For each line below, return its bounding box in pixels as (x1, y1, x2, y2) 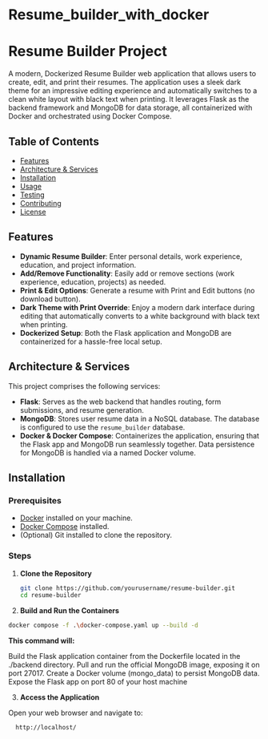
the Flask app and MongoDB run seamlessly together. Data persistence (19, 439, 255, 449)
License (19, 207, 46, 216)
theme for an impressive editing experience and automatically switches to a (8, 86, 258, 95)
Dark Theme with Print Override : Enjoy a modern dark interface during (19, 302, 255, 312)
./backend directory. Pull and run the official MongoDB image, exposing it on (8, 660, 260, 670)
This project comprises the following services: (8, 381, 161, 390)
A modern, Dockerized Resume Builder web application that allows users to (8, 69, 257, 79)
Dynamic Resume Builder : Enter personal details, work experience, (19, 251, 242, 261)
